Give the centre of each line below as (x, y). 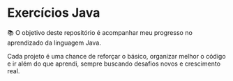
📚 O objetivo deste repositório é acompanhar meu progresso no (100, 32)
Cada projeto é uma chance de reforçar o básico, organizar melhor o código (116, 56)
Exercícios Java (54, 13)
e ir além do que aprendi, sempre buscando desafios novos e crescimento (114, 64)
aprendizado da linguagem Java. (54, 43)
